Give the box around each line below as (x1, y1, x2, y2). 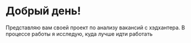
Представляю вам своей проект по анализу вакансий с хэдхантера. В (5, 24, 185, 31)
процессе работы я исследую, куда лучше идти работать (5, 30, 153, 37)
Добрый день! (5, 4, 81, 18)
